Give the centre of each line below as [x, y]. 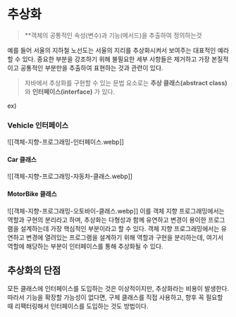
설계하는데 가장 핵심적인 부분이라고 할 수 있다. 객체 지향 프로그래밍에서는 [120, 228]
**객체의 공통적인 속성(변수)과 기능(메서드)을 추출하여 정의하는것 [113, 35]
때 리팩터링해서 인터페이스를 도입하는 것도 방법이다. [78, 306]
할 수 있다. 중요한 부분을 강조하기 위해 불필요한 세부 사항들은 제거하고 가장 [108, 59]
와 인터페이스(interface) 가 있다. [69, 92]
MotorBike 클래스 [32, 194]
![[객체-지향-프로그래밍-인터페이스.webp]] [66, 142]
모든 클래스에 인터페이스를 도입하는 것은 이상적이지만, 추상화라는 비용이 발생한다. [118, 289]
